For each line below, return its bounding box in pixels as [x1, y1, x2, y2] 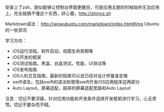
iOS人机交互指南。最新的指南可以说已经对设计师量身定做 [12, 73, 128, 78]
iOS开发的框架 [12, 54, 41, 60]
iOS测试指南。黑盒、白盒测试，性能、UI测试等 [12, 61, 107, 66]
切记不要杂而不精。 [13, 102, 53, 108]
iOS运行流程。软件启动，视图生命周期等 [12, 48, 93, 54]
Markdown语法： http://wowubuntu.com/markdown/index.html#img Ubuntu [5, 21, 160, 27]
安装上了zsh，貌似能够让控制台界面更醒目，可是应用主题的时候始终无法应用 [5, 4, 160, 10]
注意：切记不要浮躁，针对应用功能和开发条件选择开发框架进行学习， [5, 96, 144, 101]
